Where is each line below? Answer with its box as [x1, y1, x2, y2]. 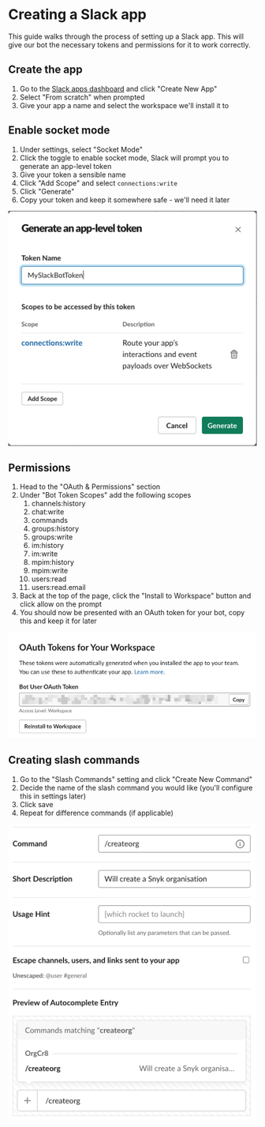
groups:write [31, 532, 73, 542]
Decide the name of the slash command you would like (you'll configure [19, 783, 253, 792]
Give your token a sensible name [19, 170, 126, 179]
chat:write [31, 507, 65, 517]
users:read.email [31, 583, 86, 592]
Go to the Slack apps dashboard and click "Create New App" [19, 84, 218, 93]
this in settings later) [19, 791, 87, 801]
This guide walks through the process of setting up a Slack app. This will [8, 32, 244, 41]
